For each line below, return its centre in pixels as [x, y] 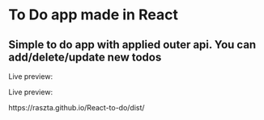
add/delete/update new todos [85, 57]
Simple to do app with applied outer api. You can [132, 45]
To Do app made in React [93, 15]
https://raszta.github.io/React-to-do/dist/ [77, 108]
